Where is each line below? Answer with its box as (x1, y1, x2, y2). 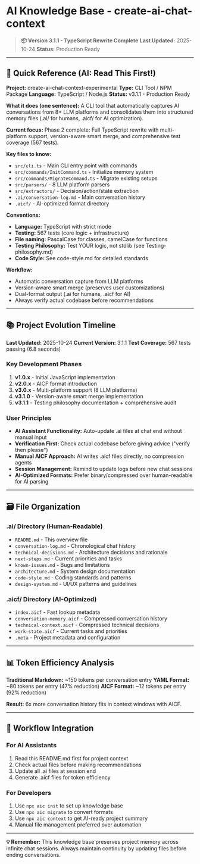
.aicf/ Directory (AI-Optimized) (6, 595, 97, 603)
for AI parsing (14, 478, 49, 485)
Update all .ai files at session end (14, 767, 96, 775)
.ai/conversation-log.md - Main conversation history (14, 194, 146, 201)
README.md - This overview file (14, 536, 88, 543)
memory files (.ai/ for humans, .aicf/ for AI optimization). (6, 114, 144, 121)
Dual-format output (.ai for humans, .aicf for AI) (14, 290, 131, 297)
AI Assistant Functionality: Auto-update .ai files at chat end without (14, 428, 183, 435)
